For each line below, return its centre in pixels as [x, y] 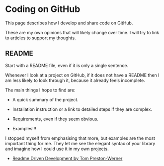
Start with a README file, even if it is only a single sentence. [67, 65]
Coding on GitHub [43, 9]
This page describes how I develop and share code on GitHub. [69, 23]
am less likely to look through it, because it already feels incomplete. [75, 80]
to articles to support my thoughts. [41, 38]
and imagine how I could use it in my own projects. [57, 149]
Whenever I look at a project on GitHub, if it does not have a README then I [82, 75]
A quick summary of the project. [45, 99]
